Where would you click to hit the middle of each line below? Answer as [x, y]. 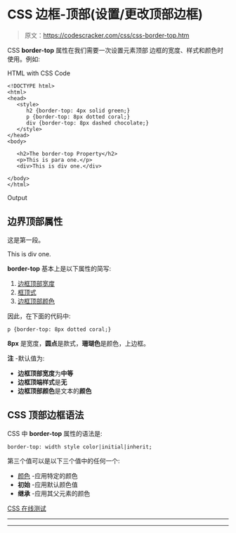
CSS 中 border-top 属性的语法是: [55, 433]
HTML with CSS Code [39, 73]
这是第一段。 [26, 239]
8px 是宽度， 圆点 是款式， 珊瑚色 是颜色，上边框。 [78, 343]
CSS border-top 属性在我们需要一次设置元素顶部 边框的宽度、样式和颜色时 [116, 50]
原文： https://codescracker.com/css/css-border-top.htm [107, 35]
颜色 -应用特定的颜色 [48, 475]
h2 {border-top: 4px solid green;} [78, 111]
